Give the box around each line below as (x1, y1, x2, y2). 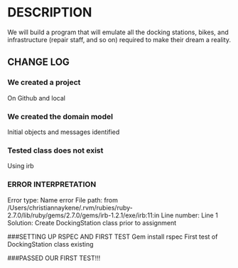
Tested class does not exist (7, 145, 104, 155)
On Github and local (7, 93, 66, 102)
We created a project (7, 78, 81, 88)
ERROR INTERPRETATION (7, 180, 97, 190)
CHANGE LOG (7, 56, 70, 68)
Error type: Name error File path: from (7, 195, 119, 204)
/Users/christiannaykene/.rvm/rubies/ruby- (7, 203, 134, 212)
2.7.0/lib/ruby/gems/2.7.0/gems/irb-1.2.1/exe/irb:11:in (7, 211, 160, 220)
